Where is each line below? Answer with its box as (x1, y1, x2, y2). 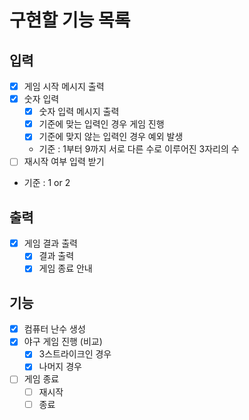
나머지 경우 (38, 361, 82, 373)
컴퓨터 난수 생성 (23, 323, 86, 335)
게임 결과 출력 (23, 237, 78, 250)
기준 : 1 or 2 (23, 177, 71, 189)
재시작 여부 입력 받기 (23, 156, 105, 168)
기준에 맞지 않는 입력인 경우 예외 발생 (38, 131, 184, 143)
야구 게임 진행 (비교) (23, 336, 103, 348)
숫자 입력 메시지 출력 (38, 106, 120, 118)
